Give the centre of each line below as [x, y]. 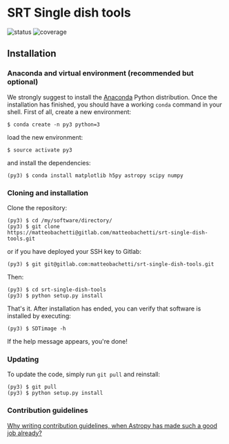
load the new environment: [45, 137]
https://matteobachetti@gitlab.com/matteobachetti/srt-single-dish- [108, 232]
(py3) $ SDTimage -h [37, 329]
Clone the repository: [37, 207]
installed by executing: [39, 315]
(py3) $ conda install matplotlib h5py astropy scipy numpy [96, 175]
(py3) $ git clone [33, 226]
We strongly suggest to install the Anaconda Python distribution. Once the [112, 97]
